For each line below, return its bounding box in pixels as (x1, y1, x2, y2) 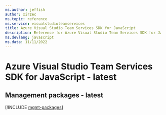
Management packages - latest (5, 91, 104, 100)
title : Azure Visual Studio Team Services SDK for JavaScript (5, 26, 136, 31)
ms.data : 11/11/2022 (5, 40, 48, 45)
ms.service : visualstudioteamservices (5, 21, 85, 26)
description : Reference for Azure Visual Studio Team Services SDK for (5, 30, 156, 35)
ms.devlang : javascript (5, 35, 54, 40)
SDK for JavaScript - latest (5, 71, 117, 82)
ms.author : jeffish (5, 7, 45, 12)
